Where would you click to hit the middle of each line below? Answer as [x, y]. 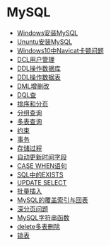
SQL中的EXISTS [40, 174]
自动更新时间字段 [42, 157]
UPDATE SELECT [42, 182]
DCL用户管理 [36, 59]
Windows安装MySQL [47, 33]
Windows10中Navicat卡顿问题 [60, 50]
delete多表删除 [39, 226]
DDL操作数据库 [39, 68]
